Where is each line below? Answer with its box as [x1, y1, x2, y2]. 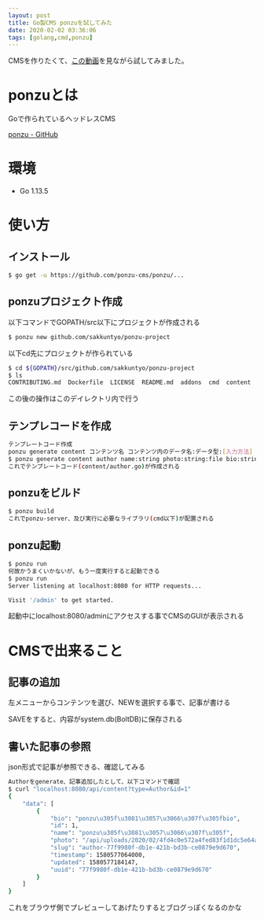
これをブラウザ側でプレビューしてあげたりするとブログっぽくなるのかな [8, 902, 242, 913]
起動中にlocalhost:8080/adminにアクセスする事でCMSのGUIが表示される [8, 611, 245, 621]
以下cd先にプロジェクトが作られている [8, 348, 134, 358]
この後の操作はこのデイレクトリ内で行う [8, 394, 139, 404]
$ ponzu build [8, 507, 55, 515]
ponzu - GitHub [8, 130, 59, 139]
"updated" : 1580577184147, [49, 858, 139, 866]
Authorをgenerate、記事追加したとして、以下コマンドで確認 [8, 778, 180, 786]
